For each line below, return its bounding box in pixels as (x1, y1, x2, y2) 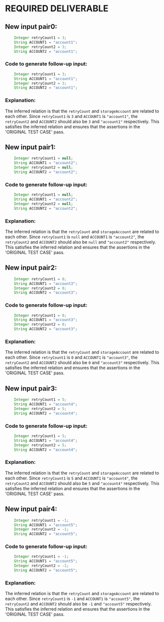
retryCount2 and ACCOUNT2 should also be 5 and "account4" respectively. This (5, 480, 160, 486)
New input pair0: (5, 23, 57, 31)
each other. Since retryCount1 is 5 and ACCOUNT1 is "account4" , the (5, 475, 138, 481)
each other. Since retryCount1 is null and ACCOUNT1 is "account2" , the (5, 234, 144, 240)
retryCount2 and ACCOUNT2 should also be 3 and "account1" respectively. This (5, 118, 160, 124)
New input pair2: (5, 264, 57, 272)
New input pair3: (5, 384, 57, 392)
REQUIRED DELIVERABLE (5, 3, 109, 14)
